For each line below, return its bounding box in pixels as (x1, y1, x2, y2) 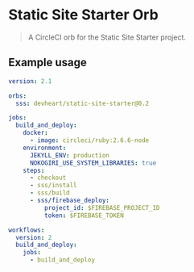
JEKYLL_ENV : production (29, 151, 110, 159)
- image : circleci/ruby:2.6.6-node (29, 136, 150, 144)
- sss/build (29, 189, 70, 197)
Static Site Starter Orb (8, 6, 159, 24)
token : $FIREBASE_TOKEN (43, 211, 125, 220)
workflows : (8, 226, 45, 234)
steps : (23, 166, 45, 174)
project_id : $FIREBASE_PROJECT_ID (43, 203, 160, 211)
